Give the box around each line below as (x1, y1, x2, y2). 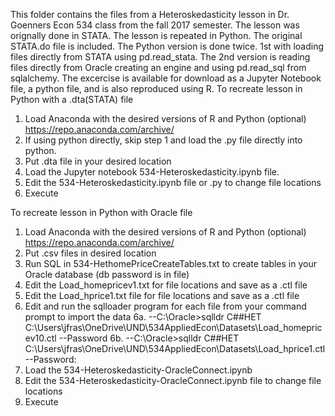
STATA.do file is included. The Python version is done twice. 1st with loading (10, 40, 325, 52)
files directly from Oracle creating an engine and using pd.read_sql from (10, 62, 307, 73)
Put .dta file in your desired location (24, 155, 172, 167)
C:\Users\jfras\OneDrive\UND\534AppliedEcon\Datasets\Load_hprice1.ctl (24, 343, 326, 354)
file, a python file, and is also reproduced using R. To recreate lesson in (10, 83, 303, 94)
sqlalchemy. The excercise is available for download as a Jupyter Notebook (10, 72, 322, 84)
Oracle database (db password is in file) (24, 269, 190, 280)
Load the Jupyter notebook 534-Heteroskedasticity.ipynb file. (24, 166, 280, 178)
